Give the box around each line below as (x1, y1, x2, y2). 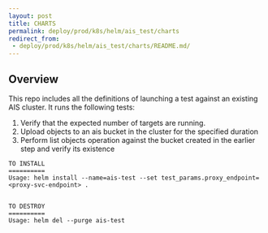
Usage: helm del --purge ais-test (8, 216, 126, 224)
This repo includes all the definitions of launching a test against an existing (8, 93, 258, 103)
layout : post (8, 11, 53, 20)
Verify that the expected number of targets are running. (19, 118, 205, 127)
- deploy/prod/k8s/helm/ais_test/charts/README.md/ (11, 42, 191, 50)
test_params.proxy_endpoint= (161, 174, 260, 182)
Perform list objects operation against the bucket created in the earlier (19, 135, 256, 145)
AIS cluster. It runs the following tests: (8, 102, 136, 112)
